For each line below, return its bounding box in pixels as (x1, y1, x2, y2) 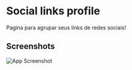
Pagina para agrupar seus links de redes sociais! (6, 24, 127, 31)
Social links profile (6, 4, 100, 18)
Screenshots (6, 41, 55, 51)
